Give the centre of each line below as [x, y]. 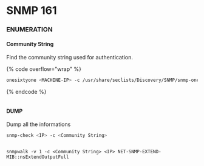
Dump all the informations [39, 124]
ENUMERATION [29, 30]
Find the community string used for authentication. [70, 58]
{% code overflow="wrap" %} [44, 69]
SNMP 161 [32, 11]
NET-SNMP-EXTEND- [140, 152]
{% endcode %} [26, 92]
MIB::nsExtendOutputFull [38, 157]
